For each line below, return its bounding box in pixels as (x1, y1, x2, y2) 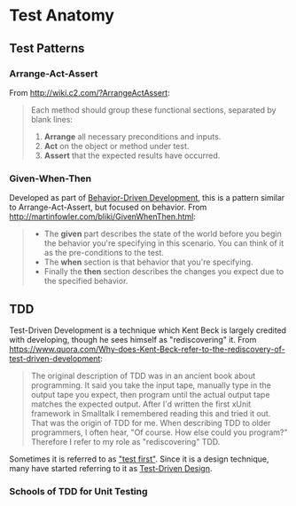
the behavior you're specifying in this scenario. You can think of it (43, 238, 284, 249)
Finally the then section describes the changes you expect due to (43, 266, 284, 277)
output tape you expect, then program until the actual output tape (30, 389, 270, 399)
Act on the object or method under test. (43, 140, 190, 151)
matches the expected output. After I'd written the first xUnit (30, 399, 252, 409)
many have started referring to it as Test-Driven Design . (9, 463, 213, 473)
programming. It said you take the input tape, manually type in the (30, 379, 272, 391)
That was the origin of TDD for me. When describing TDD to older (30, 417, 271, 428)
